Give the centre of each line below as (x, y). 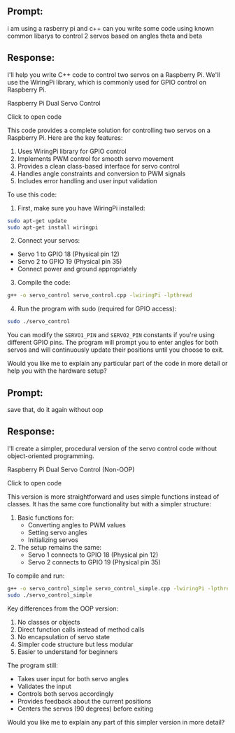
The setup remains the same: (59, 547)
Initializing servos (53, 540)
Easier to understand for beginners (67, 652)
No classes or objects (49, 622)
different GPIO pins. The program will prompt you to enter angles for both (113, 343)
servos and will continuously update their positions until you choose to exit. (116, 350)
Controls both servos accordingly (65, 693)
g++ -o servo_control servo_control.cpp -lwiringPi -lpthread (100, 296)
